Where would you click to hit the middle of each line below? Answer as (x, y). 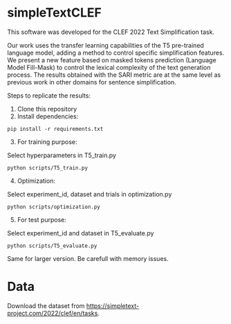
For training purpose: (47, 142)
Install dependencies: (48, 116)
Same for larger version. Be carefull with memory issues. (88, 258)
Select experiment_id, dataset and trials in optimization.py (90, 194)
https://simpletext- (113, 305)
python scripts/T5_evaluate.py (52, 246)
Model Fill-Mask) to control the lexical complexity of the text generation (109, 67)
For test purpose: (42, 219)
